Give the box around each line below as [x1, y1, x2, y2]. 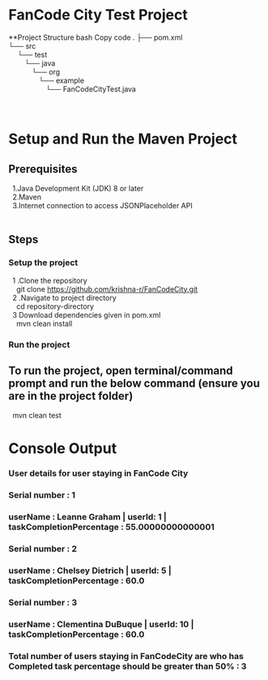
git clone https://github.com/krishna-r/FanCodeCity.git [15, 284, 198, 293]
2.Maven [11, 192, 42, 202]
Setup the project [8, 257, 79, 268]
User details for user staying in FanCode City [8, 468, 189, 479]
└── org [31, 66, 61, 76]
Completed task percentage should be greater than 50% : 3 [8, 661, 247, 672]
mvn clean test [11, 411, 62, 421]
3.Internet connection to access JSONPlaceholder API [11, 200, 193, 210]
